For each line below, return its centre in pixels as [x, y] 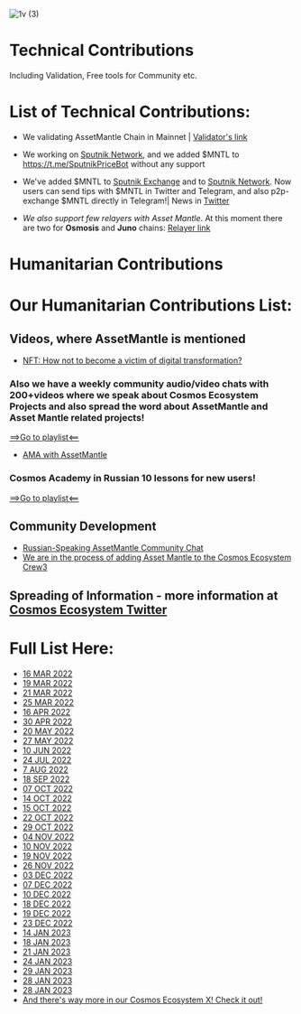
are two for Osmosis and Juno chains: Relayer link [116, 228]
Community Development [83, 527]
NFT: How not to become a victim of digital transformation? [132, 360]
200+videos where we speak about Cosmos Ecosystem [134, 395]
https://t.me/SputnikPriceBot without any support [114, 163]
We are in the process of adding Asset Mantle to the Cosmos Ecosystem [157, 558]
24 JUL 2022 [47, 759]
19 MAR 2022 [47, 683]
